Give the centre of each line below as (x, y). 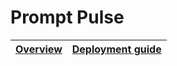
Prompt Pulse (67, 17)
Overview (39, 49)
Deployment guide (116, 49)
